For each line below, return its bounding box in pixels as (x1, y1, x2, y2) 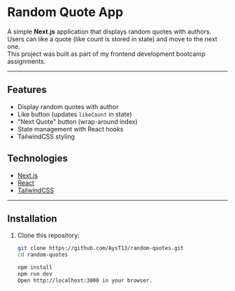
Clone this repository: (17, 232, 80, 240)
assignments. (7, 57, 46, 65)
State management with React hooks (17, 125, 124, 133)
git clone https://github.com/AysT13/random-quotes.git (17, 245, 184, 252)
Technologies (7, 152, 69, 164)
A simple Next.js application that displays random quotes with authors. (7, 27, 212, 36)
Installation (7, 213, 57, 225)
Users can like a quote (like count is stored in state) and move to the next (7, 34, 218, 43)
